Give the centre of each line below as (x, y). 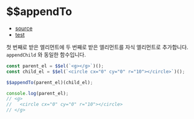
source (24, 28)
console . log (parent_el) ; (37, 93)
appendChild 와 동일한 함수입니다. (46, 54)
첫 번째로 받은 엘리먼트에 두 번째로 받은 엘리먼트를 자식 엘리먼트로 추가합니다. (97, 47)
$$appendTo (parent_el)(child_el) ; (50, 82)
